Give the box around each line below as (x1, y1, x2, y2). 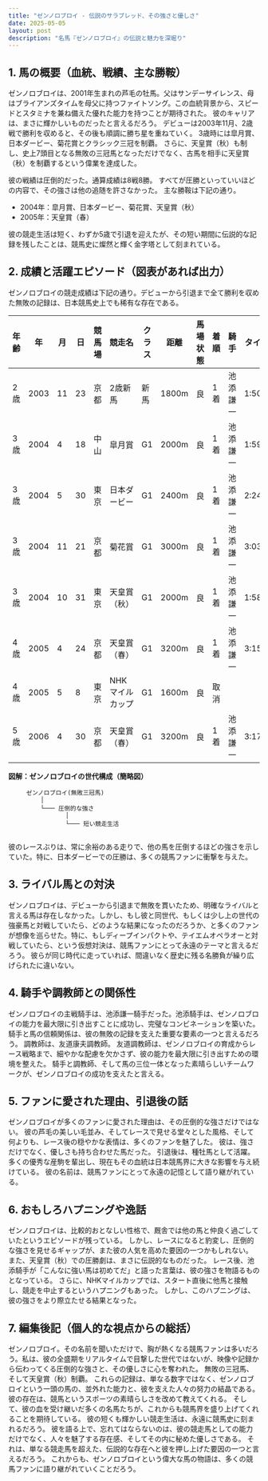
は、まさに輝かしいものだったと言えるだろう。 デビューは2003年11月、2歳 (8, 118, 254, 128)
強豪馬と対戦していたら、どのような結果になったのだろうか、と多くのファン (8, 920, 259, 930)
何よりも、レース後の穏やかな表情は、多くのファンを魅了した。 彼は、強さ (8, 1137, 254, 1147)
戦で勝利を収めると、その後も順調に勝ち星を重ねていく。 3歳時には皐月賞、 (8, 129, 259, 138)
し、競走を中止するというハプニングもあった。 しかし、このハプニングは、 (8, 1286, 255, 1295)
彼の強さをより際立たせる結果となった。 (8, 1295, 141, 1305)
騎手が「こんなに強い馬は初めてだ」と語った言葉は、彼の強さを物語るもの (14, 1266, 260, 1275)
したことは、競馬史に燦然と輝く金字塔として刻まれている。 (29, 239, 225, 249)
